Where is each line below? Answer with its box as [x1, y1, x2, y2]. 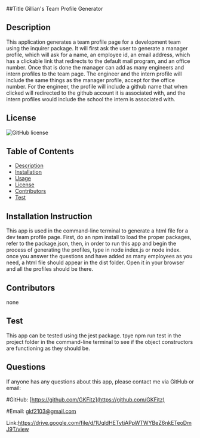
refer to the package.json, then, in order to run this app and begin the [6, 240, 177, 247]
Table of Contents [6, 146, 75, 156]
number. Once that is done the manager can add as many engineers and [6, 64, 184, 71]
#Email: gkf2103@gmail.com [6, 407, 76, 415]
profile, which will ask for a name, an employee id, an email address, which [6, 51, 190, 58]
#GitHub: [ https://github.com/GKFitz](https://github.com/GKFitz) [6, 395, 165, 403]
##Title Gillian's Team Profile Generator [6, 5, 103, 12]
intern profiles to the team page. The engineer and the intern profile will [6, 70, 182, 77]
